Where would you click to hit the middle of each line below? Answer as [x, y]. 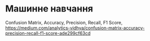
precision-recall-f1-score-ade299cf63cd [48, 33]
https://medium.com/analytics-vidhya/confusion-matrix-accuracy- [75, 27]
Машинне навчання [49, 9]
